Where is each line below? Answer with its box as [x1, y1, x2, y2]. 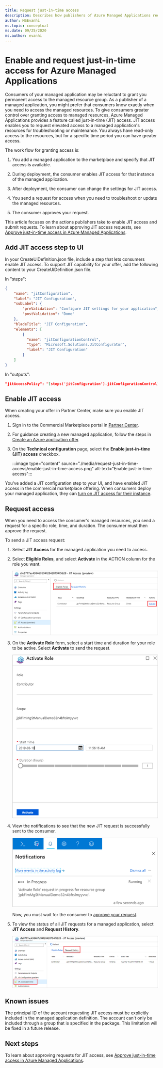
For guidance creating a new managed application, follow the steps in [12, 431, 151, 437]
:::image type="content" [12, 461, 61, 466]
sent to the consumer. [12, 828, 56, 834]
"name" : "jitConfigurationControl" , [26, 337, 101, 342]
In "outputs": [5, 371, 31, 377]
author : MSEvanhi [5, 18, 40, 23]
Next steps [5, 1039, 39, 1048]
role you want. [12, 561, 41, 567]
